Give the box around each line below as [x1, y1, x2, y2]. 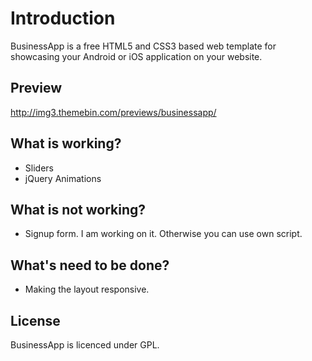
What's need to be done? [10, 257, 170, 274]
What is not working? [10, 201, 147, 218]
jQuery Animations [24, 172, 102, 184]
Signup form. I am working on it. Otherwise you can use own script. [24, 228, 303, 240]
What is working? [10, 135, 122, 152]
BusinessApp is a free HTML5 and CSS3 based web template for [10, 40, 277, 52]
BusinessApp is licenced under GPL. [10, 339, 160, 351]
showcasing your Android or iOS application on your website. [10, 50, 263, 62]
